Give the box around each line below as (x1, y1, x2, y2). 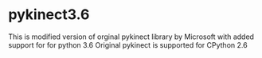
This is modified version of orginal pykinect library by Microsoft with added (8, 32, 255, 41)
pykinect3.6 (8, 6, 90, 24)
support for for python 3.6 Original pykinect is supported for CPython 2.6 (8, 40, 248, 49)
